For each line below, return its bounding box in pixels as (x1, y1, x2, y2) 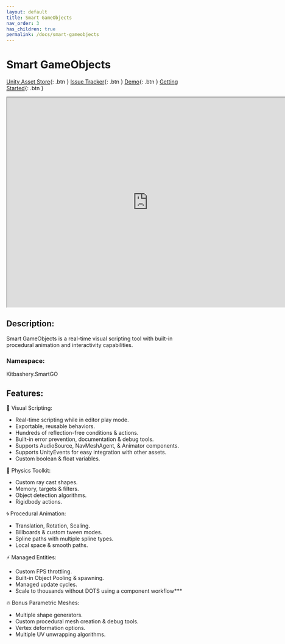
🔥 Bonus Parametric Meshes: (6, 599, 80, 606)
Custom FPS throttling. (15, 568, 72, 575)
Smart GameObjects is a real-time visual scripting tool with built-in (6, 335, 173, 342)
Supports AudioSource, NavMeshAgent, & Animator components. (15, 442, 180, 449)
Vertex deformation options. (15, 624, 86, 631)
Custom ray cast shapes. (15, 478, 78, 485)
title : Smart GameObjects (6, 15, 72, 21)
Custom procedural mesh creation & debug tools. (15, 617, 139, 625)
